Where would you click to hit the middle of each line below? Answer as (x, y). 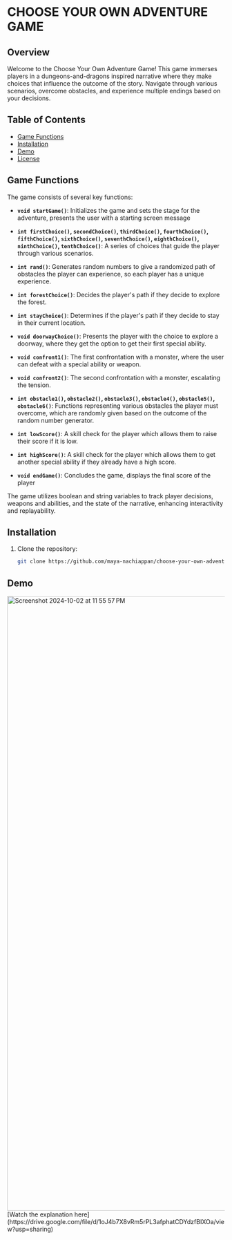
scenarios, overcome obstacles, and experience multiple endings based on (114, 91)
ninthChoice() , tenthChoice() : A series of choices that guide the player (118, 245)
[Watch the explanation (40, 1214)
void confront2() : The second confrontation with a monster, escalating (119, 377)
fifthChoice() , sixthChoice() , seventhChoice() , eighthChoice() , (108, 238)
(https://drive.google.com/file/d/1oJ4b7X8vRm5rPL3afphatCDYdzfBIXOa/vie (116, 1222)
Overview (29, 52)
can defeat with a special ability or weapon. (79, 364)
